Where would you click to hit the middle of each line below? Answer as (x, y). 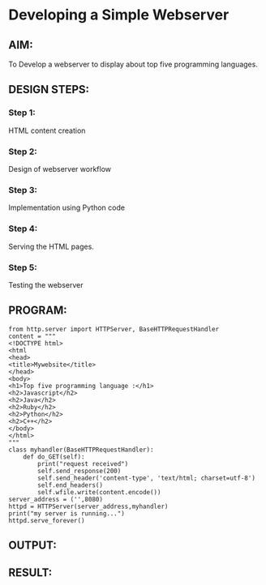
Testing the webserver (46, 284)
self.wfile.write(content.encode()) (99, 492)
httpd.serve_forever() (47, 520)
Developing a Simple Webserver (119, 15)
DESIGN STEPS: (49, 90)
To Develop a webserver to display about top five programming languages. (133, 64)
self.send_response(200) (79, 471)
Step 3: (23, 190)
